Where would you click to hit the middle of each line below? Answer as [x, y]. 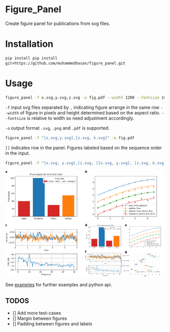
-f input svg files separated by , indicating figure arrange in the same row [82, 107]
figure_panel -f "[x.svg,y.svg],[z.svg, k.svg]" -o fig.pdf [70, 138]
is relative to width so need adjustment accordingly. [81, 118]
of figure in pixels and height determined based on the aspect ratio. [90, 112]
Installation [29, 44]
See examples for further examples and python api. [59, 285]
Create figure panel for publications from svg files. [58, 23]
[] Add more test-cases [37, 313]
